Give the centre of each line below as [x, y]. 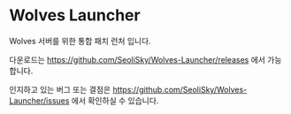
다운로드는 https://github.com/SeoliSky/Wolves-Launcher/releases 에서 [137, 59]
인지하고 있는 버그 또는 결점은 [60, 89]
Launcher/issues [39, 100]
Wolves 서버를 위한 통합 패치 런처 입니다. [80, 41]
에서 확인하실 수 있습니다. [115, 100]
